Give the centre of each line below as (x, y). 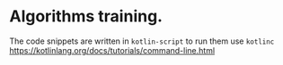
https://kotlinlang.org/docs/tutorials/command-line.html (112, 50)
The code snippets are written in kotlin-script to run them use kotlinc (142, 41)
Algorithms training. (86, 16)
